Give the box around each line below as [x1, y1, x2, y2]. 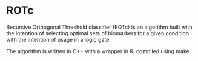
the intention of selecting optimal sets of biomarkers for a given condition [6, 29, 190, 36]
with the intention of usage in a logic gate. [6, 36, 111, 43]
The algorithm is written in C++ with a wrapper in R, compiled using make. [6, 47, 191, 54]
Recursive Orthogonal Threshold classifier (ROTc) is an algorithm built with [6, 23, 193, 30]
